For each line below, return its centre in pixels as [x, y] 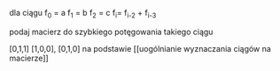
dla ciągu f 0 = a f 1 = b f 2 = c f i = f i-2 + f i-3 [83, 14]
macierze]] [29, 58]
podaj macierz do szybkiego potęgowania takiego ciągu [111, 32]
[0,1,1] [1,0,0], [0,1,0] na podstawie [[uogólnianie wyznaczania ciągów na [140, 48]
